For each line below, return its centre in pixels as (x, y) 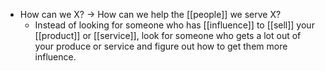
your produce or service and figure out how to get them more (161, 46)
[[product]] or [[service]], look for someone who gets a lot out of (168, 35)
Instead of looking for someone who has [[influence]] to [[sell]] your (174, 25)
